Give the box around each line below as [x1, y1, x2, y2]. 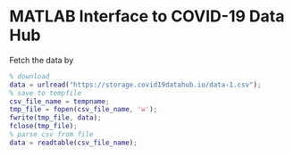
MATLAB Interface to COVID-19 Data [9, 6, 285, 27]
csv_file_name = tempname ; [9, 96, 110, 106]
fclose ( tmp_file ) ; [9, 122, 78, 131]
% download [9, 71, 50, 81]
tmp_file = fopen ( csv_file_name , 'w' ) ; [9, 105, 158, 114]
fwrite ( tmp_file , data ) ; [9, 113, 102, 122]
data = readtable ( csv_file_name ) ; [9, 138, 138, 147]
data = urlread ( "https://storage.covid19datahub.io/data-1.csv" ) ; [9, 80, 262, 89]
